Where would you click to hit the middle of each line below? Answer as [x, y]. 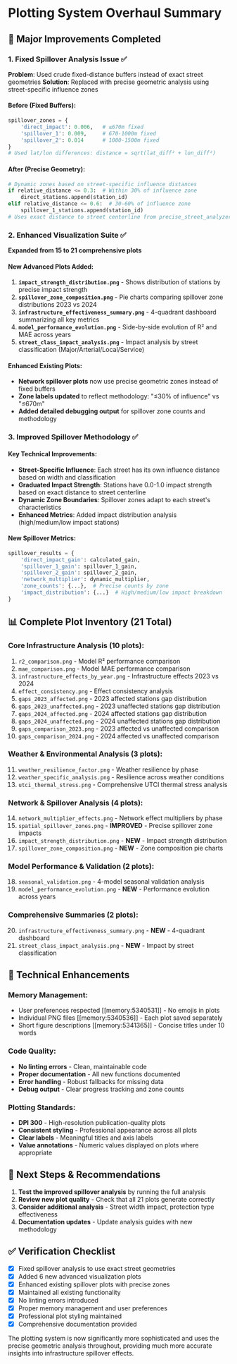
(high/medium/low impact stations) [69, 522]
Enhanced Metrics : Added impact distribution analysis [97, 514]
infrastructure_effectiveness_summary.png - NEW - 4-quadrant [111, 930]
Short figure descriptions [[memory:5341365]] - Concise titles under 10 [121, 1025]
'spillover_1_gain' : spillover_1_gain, [79, 566]
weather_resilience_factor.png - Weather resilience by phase [108, 769]
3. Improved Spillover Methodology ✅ [73, 437]
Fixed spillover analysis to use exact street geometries [97, 1268]
